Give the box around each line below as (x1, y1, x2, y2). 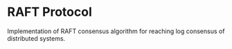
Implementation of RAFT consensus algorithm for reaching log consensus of (7, 27, 225, 35)
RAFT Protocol (7, 4, 92, 20)
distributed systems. (7, 34, 66, 42)
